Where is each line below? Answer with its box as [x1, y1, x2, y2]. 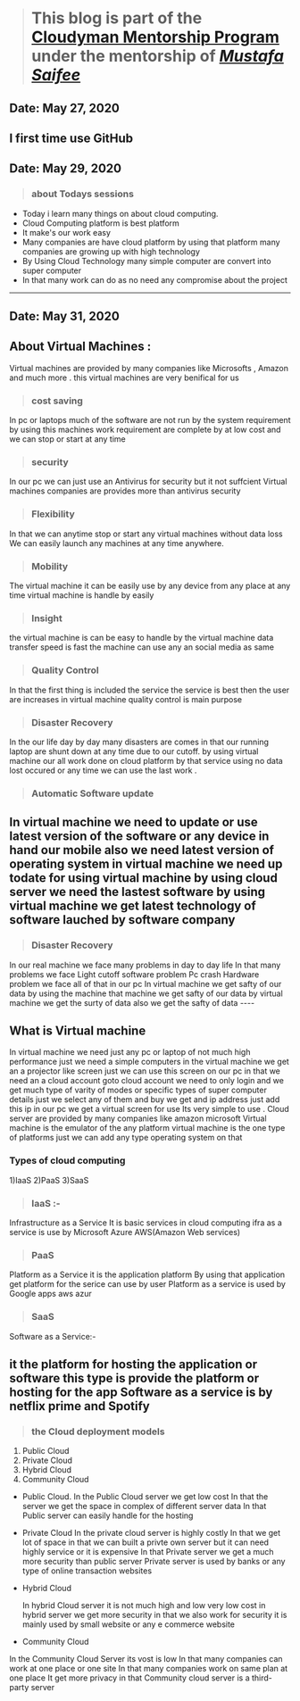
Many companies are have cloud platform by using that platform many [21, 236, 280, 247]
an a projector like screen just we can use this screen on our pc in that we [9, 1066, 281, 1076]
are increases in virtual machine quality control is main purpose [9, 693, 243, 704]
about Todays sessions [30, 187, 134, 200]
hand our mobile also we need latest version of [9, 842, 275, 858]
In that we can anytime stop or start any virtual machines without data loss [9, 528, 283, 539]
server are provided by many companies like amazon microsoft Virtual [9, 1113, 267, 1124]
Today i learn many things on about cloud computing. [21, 208, 219, 219]
